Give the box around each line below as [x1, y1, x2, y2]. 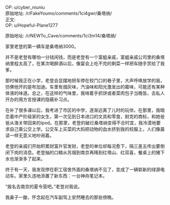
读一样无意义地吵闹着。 [5, 132, 54, 138]
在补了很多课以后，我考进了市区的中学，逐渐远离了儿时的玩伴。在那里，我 [5, 107, 160, 113]
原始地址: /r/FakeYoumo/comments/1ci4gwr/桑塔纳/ [5, 10, 112, 16]
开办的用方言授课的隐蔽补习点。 [5, 96, 72, 102]
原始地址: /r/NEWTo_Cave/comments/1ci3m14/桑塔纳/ [5, 33, 116, 38]
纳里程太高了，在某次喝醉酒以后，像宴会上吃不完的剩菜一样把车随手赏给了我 [5, 61, 165, 66]
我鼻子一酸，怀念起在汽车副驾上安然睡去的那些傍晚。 [5, 194, 116, 200]
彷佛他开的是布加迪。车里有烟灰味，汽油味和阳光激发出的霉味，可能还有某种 [5, 84, 165, 90]
